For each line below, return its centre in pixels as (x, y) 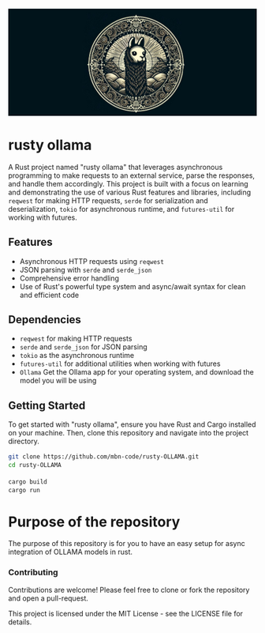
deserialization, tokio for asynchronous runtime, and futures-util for (121, 209)
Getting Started (47, 405)
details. (20, 622)
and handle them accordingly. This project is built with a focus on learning (128, 183)
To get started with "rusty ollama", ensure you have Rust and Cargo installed (132, 424)
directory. (24, 441)
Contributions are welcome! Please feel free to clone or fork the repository (129, 590)
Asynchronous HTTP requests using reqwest (91, 261)
